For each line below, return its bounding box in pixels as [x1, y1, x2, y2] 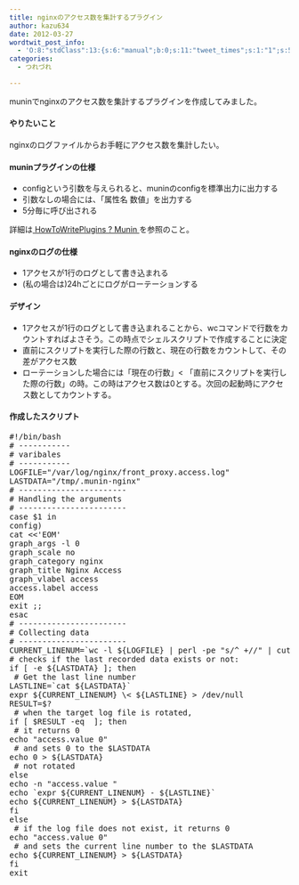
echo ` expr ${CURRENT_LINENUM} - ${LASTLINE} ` [9, 787, 216, 798]
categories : [9, 54, 53, 63]
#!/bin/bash [9, 431, 61, 442]
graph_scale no [9, 547, 76, 557]
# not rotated [13, 760, 76, 771]
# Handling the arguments [9, 493, 123, 504]
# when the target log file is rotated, [13, 707, 193, 718]
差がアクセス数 [21, 355, 77, 366]
